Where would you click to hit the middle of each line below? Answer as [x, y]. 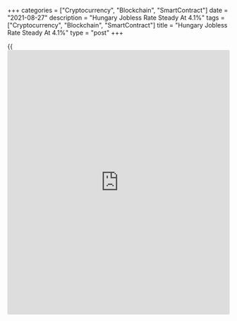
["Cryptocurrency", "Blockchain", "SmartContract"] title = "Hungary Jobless [117, 25]
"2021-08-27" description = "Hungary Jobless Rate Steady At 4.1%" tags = [116, 18]
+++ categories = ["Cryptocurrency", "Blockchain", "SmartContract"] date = [118, 10]
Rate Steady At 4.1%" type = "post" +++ [65, 32]
